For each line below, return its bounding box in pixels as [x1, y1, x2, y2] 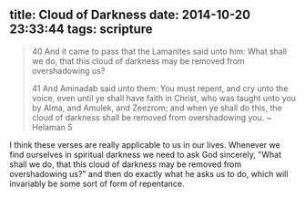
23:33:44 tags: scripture [9, 22, 153, 37]
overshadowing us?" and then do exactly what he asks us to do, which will [9, 168, 289, 179]
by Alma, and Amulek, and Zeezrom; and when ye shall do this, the [31, 102, 282, 113]
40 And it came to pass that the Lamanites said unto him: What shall [31, 46, 288, 57]
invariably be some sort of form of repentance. [9, 178, 185, 189]
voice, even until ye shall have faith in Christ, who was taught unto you [31, 92, 296, 103]
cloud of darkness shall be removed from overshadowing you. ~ [31, 111, 272, 122]
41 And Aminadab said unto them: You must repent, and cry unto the [31, 82, 289, 94]
